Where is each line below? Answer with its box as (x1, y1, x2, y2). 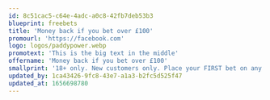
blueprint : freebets (8, 19, 78, 27)
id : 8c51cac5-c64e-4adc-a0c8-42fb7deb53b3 (8, 11, 154, 20)
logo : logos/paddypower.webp (8, 42, 107, 50)
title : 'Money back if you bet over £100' (8, 27, 154, 35)
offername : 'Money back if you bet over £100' (8, 57, 168, 65)
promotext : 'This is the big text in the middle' (8, 49, 179, 57)
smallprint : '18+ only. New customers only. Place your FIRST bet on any (8, 65, 263, 73)
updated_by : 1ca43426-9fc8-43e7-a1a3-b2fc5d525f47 (8, 72, 183, 80)
